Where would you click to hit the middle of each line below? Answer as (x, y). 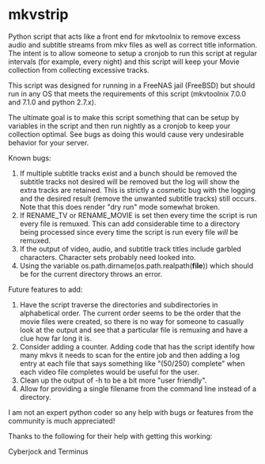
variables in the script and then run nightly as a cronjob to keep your (119, 126)
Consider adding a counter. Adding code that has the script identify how (137, 346)
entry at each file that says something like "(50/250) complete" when (132, 363)
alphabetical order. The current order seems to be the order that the (130, 313)
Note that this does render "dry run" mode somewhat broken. (119, 206)
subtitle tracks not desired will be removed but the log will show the (129, 181)
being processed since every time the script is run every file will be (129, 232)
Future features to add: (45, 289)
